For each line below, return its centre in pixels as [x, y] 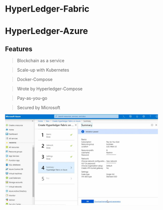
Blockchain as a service [41, 61]
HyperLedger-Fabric [47, 9]
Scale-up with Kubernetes [43, 70]
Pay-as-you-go [32, 98]
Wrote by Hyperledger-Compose [50, 89]
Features [19, 49]
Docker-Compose [35, 80]
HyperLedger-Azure [47, 31]
